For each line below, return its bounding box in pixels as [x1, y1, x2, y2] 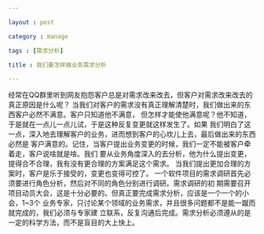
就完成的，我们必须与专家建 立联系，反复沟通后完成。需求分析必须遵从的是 [8, 208, 251, 218]
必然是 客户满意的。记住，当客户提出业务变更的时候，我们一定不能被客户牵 [8, 139, 251, 149]
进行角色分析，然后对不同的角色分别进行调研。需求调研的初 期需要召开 [21, 178, 251, 188]
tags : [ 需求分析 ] [8, 46, 64, 55]
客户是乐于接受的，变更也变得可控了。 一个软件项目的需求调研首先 [28, 169, 244, 178]
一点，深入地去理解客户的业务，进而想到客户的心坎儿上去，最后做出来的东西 [8, 130, 256, 139]
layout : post [8, 18, 55, 26]
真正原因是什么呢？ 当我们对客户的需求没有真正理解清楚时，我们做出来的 [8, 100, 244, 110]
